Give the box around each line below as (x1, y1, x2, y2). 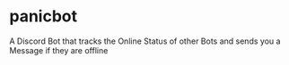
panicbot (9, 6, 78, 27)
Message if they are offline (9, 45, 109, 55)
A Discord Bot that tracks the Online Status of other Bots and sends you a (9, 36, 281, 46)
